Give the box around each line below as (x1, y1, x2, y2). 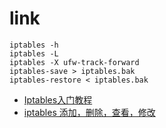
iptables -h (9, 40, 59, 50)
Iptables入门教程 (23, 93, 93, 106)
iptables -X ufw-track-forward (9, 57, 140, 67)
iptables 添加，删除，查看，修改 (23, 106, 156, 118)
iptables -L (9, 48, 59, 59)
